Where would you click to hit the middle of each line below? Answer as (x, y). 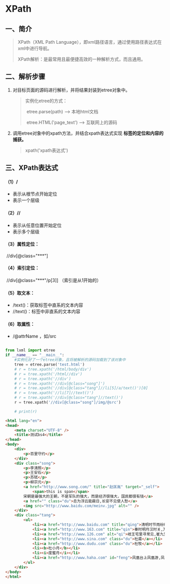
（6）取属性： (20, 324)
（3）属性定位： (22, 244)
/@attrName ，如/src (34, 336)
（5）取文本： (20, 293)
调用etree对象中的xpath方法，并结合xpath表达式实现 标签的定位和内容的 (88, 133)
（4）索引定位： (22, 268)
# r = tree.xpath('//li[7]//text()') (54, 393)
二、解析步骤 (25, 77)
